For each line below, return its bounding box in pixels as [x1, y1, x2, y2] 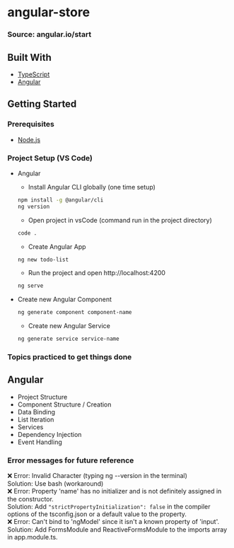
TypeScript [17, 70, 50, 78]
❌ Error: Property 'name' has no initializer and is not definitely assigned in [7, 487, 222, 496]
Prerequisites [7, 119, 54, 129]
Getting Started [7, 98, 77, 110]
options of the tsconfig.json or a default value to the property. [7, 510, 187, 518]
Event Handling [17, 438, 62, 446]
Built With [7, 51, 52, 64]
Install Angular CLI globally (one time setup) [28, 182, 156, 191]
